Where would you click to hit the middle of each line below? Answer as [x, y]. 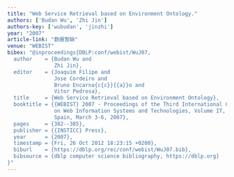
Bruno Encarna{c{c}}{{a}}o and [99, 85]
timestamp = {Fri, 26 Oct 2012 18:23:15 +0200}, [85, 144]
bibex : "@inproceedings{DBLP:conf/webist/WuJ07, [79, 53]
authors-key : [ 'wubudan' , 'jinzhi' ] [60, 26]
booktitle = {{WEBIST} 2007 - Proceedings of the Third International [118, 105]
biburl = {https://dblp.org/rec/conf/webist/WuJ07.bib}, [102, 150]
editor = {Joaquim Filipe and [62, 72]
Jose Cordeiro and [81, 78]
